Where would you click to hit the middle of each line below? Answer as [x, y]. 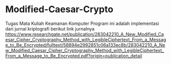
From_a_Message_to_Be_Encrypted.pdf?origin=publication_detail [74, 56]
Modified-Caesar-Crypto [59, 9]
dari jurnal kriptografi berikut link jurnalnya [50, 28]
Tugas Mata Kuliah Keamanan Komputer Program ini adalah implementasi [82, 23]
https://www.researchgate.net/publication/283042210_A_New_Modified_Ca [85, 34]
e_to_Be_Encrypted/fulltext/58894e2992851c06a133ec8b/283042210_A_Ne [85, 45]
